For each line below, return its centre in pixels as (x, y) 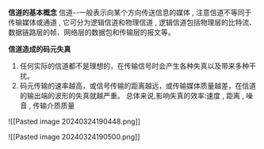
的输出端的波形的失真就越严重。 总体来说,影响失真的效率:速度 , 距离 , (132, 96)
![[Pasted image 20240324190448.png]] (75, 121)
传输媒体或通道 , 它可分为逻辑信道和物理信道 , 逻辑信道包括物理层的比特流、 (132, 22)
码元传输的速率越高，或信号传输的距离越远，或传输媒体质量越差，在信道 (138, 86)
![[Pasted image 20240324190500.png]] (74, 137)
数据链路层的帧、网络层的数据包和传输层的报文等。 (92, 32)
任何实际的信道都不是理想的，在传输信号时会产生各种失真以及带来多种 (134, 66)
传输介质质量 (54, 105)
